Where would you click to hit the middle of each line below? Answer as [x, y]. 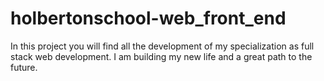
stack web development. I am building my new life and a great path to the [161, 56]
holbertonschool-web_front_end [148, 18]
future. [24, 67]
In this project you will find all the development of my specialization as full [162, 46]
